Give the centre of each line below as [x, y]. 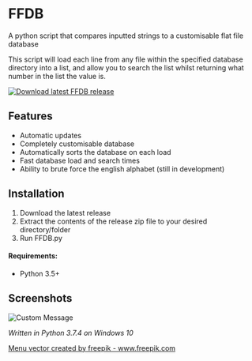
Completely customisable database [77, 144]
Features [30, 117]
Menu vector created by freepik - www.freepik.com [92, 348]
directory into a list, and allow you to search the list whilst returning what [126, 67]
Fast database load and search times [80, 160]
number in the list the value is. [57, 76]
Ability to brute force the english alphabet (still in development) [122, 169]
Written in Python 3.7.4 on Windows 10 [71, 333]
